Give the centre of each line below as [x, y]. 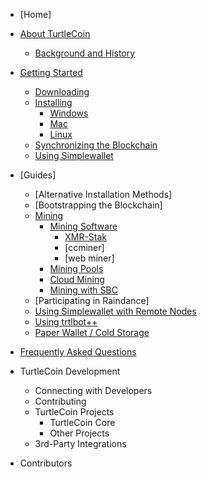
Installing [53, 102]
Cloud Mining [77, 279]
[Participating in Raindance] [92, 300]
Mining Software [83, 226]
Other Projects [79, 433]
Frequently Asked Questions [78, 352]
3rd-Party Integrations [80, 443]
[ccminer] [84, 247]
